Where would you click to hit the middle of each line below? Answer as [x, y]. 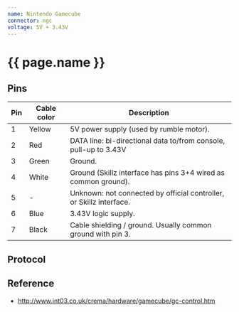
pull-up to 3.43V [98, 150]
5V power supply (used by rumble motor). [140, 129]
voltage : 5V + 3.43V [38, 27]
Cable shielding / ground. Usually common [141, 225]
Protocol [27, 259]
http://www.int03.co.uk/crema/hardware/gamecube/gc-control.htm [116, 301]
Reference [31, 284]
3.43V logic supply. [102, 214]
